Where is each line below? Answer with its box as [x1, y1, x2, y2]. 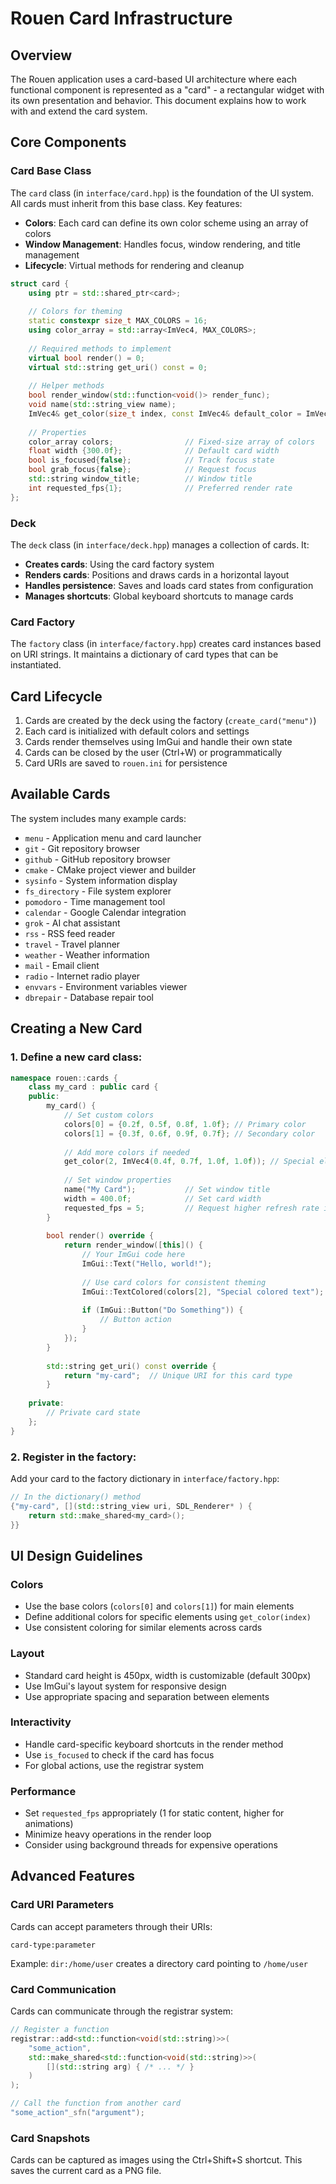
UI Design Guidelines [10, 1547, 143, 1564]
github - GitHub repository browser [24, 853, 171, 865]
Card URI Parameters [10, 1898, 115, 1912]
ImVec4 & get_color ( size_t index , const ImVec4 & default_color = [28, 408, 302, 419]
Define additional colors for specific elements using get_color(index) [24, 1611, 312, 1623]
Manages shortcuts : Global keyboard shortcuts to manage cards [24, 590, 294, 602]
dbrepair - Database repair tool [24, 991, 154, 1003]
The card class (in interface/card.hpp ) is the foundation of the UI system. [10, 187, 315, 199]
